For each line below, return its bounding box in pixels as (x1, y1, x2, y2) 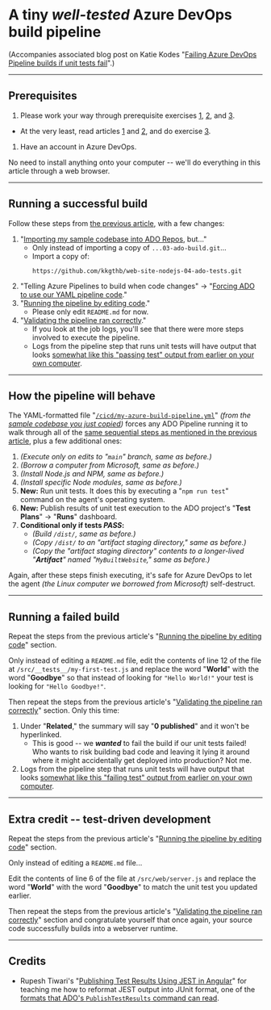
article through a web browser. (8, 166, 110, 175)
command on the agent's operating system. (19, 495, 165, 505)
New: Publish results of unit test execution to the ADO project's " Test (19, 503, 252, 513)
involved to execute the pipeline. (31, 333, 140, 342)
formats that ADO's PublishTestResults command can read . (19, 993, 219, 1003)
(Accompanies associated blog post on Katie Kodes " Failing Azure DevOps (8, 49, 257, 59)
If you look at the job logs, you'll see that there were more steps (31, 324, 244, 333)
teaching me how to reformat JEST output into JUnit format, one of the (19, 984, 256, 994)
